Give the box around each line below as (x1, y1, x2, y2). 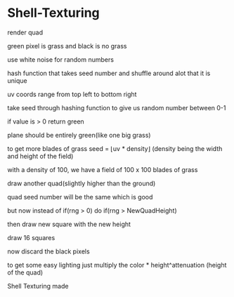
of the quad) (7, 268, 44, 277)
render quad (7, 28, 44, 37)
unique (7, 76, 27, 85)
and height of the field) (7, 152, 74, 160)
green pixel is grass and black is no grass (7, 41, 127, 50)
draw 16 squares (7, 233, 56, 242)
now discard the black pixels (7, 247, 90, 256)
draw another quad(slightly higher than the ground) (7, 179, 156, 187)
